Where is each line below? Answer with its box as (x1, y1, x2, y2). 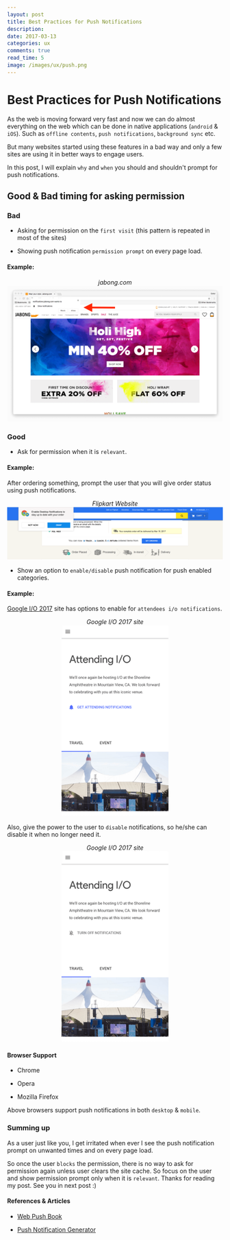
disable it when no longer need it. (7, 830, 101, 838)
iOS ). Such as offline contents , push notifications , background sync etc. (7, 129, 216, 137)
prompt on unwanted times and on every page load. (7, 1146, 153, 1154)
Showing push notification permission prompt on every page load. (16, 247, 203, 255)
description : (7, 25, 44, 32)
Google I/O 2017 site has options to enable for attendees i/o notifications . (7, 604, 222, 613)
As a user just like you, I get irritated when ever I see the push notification (7, 1138, 214, 1147)
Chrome (16, 1066, 40, 1075)
